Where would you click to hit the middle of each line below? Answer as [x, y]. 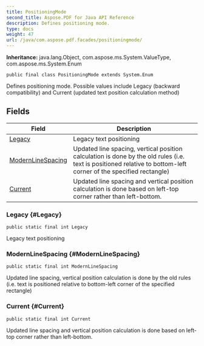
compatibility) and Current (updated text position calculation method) [93, 92]
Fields [18, 112]
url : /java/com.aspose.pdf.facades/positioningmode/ [74, 40]
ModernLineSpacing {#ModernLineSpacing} [73, 254]
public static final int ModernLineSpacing [62, 267]
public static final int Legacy [47, 227]
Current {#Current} [36, 307]
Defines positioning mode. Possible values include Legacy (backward [93, 86]
